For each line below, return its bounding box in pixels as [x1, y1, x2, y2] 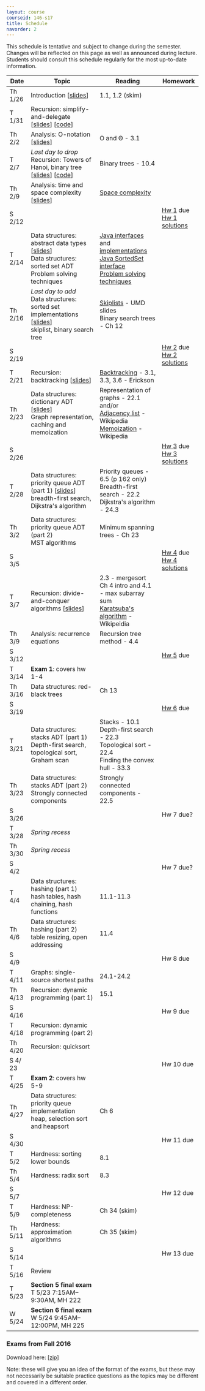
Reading [115, 77, 140, 86]
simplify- [62, 105, 90, 113]
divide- [62, 589, 84, 597]
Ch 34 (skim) [99, 1207, 137, 1215]
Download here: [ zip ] [6, 1354, 59, 1361]
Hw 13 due [161, 1249, 194, 1258]
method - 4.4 [99, 637, 138, 646]
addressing [30, 941, 63, 949]
